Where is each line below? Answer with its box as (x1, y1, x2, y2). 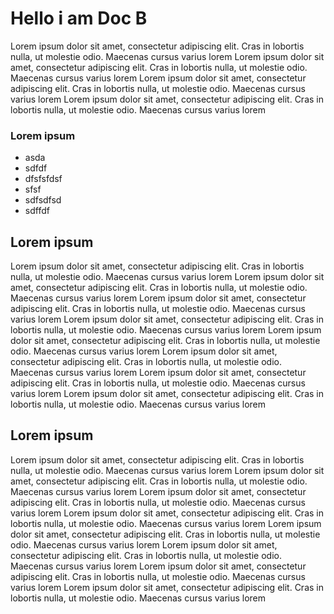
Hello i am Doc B (10, 7, 148, 30)
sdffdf (24, 205, 50, 217)
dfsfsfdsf (24, 173, 63, 185)
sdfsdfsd (24, 194, 62, 206)
